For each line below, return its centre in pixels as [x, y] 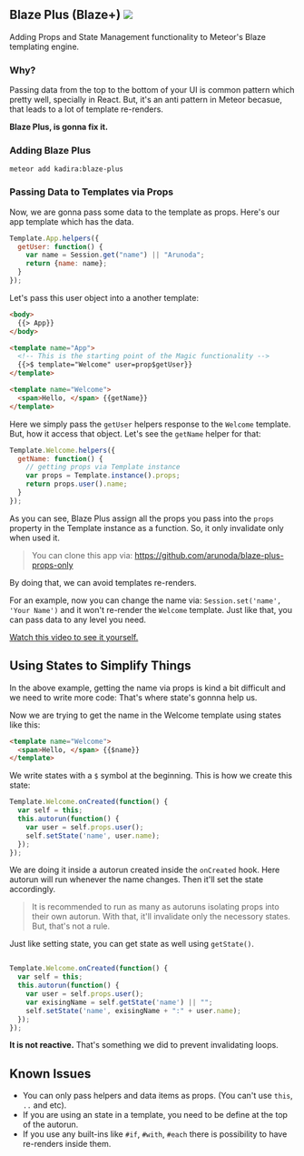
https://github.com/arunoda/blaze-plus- [209, 555]
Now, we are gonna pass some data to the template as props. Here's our [145, 212]
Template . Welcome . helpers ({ [63, 450]
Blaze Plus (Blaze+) [65, 15]
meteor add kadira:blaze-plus [67, 169]
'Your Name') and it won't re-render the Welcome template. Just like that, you [151, 609]
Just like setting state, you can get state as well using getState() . [132, 944]
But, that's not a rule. [71, 926]
